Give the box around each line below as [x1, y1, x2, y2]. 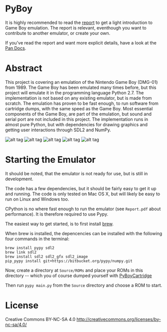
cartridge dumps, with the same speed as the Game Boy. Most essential [5, 105, 153, 111]
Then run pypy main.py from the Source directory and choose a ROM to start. [5, 282, 163, 288]
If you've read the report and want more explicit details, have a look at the [5, 39, 157, 45]
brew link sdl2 [5, 250, 37, 255]
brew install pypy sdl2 [5, 245, 55, 250]
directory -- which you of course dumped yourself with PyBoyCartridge [5, 273, 152, 279]
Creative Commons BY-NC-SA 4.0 [5, 316, 76, 322]
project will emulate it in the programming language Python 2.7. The [5, 89, 144, 95]
